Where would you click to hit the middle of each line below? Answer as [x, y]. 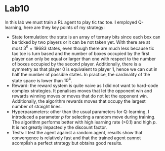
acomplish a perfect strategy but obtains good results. [67, 143]
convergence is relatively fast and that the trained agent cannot [76, 138]
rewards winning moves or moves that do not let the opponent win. [80, 96]
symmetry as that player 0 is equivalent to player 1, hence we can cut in [84, 69]
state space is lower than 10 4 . [42, 80]
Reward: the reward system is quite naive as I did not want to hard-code [85, 86]
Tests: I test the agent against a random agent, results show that [77, 133]
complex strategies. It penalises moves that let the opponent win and [82, 91]
